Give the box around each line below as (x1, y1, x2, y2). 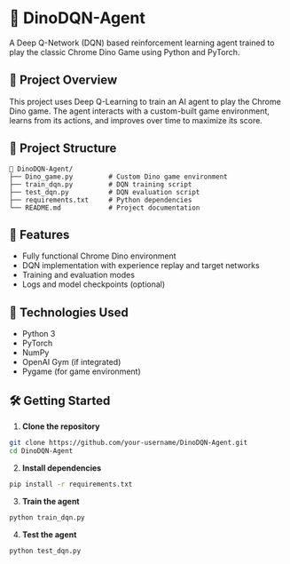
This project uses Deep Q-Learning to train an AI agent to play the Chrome (9, 96, 281, 107)
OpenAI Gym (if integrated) (21, 357, 121, 368)
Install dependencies (21, 462, 102, 473)
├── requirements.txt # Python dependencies (9, 195, 192, 204)
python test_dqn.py (9, 546, 82, 555)
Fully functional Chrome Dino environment (21, 250, 176, 261)
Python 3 (21, 329, 56, 339)
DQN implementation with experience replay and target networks (21, 260, 260, 271)
